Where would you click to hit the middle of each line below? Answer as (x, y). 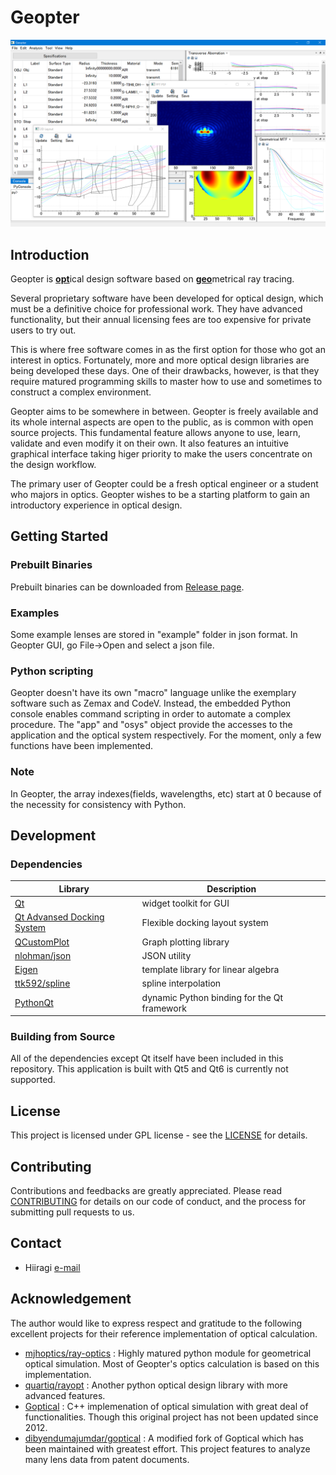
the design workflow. (53, 464)
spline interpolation (181, 983)
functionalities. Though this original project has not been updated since (171, 1417)
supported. (33, 1080)
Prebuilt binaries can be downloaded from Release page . (127, 587)
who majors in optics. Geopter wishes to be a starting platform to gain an (160, 494)
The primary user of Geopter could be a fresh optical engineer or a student (164, 484)
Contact (36, 1243)
